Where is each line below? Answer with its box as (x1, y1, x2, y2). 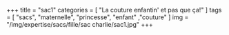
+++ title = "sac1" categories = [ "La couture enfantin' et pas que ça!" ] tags (6, 6, 222, 14)
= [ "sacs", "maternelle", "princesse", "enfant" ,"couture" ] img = (6, 13, 189, 21)
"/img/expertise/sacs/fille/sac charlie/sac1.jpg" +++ (6, 21, 153, 28)
